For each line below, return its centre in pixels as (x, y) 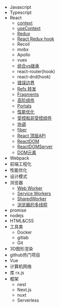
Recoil (23, 44)
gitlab (23, 237)
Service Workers (34, 193)
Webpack (19, 158)
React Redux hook (36, 39)
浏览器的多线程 (32, 205)
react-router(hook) (36, 71)
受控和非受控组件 (34, 118)
